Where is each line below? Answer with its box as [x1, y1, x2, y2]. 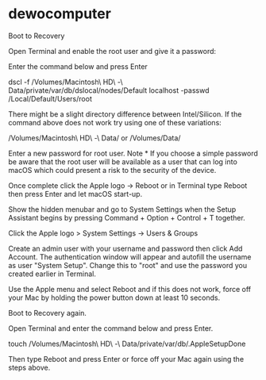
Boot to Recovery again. [8, 308, 87, 317]
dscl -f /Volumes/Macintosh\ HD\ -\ [8, 77, 123, 86]
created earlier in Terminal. [8, 269, 97, 278]
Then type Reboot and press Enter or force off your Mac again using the [8, 354, 245, 363]
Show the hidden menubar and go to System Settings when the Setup [8, 204, 237, 214]
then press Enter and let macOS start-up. [8, 189, 143, 198]
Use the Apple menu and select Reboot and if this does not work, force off [8, 284, 252, 294]
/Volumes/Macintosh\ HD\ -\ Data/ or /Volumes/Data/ [8, 132, 181, 143]
